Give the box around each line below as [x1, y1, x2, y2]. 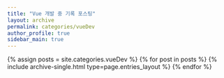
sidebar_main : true [7, 36, 64, 43]
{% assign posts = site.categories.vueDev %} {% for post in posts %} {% [7, 55, 218, 63]
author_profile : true [7, 29, 70, 37]
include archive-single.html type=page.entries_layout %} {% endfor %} [7, 63, 212, 71]
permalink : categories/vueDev [7, 23, 96, 30]
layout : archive [7, 17, 54, 24]
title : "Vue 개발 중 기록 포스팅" [7, 10, 96, 17]
